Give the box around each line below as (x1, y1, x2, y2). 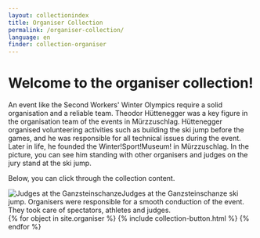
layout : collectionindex (8, 11, 89, 20)
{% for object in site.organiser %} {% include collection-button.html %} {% (8, 214, 250, 223)
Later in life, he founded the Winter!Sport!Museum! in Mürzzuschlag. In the (8, 142, 249, 151)
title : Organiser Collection (8, 19, 103, 27)
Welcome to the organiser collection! (8, 74, 254, 92)
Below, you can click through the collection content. (8, 174, 175, 183)
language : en (8, 33, 51, 41)
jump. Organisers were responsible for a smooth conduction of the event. (8, 197, 245, 207)
